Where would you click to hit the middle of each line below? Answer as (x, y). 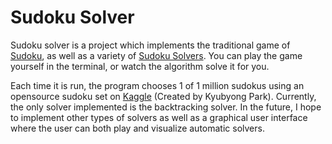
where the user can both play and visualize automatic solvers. (137, 128)
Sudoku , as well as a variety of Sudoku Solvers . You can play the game (156, 55)
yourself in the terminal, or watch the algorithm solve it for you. (140, 66)
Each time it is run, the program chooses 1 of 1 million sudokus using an (157, 85)
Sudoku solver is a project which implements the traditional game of (150, 45)
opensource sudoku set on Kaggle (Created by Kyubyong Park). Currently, (163, 96)
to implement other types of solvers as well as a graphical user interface (159, 117)
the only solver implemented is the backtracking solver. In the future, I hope (166, 107)
